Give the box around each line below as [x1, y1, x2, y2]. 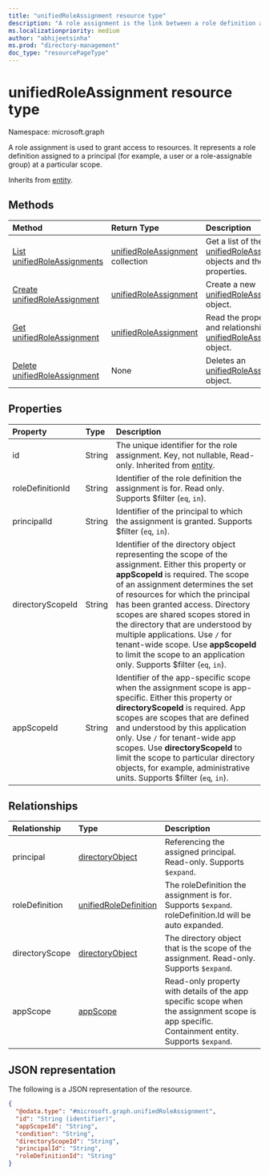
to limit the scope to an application [115, 648, 246, 660]
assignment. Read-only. [164, 953, 256, 964]
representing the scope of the [115, 548, 228, 559]
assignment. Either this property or [115, 559, 247, 570]
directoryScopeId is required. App [115, 702, 246, 713]
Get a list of [205, 236, 249, 247]
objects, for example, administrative [115, 762, 251, 773]
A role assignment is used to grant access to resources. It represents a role [8, 142, 256, 152]
